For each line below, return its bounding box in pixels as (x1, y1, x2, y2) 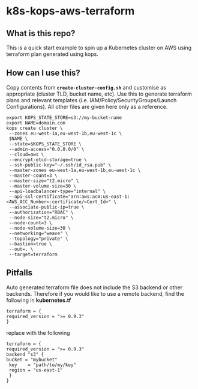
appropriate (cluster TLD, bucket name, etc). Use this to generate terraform (6, 90, 192, 97)
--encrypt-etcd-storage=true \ (8, 156, 87, 163)
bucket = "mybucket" (6, 357, 58, 363)
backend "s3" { (6, 351, 44, 357)
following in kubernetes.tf (6, 296, 71, 304)
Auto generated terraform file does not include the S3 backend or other (6, 284, 183, 291)
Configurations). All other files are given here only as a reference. (6, 103, 168, 110)
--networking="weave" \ (8, 230, 68, 236)
